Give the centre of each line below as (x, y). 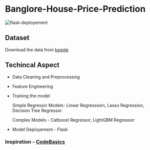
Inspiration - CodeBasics (35, 142)
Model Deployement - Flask (40, 129)
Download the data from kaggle (37, 49)
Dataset (17, 38)
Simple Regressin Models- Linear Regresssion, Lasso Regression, (78, 105)
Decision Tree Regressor (37, 110)
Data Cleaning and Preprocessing (46, 77)
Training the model (31, 96)
